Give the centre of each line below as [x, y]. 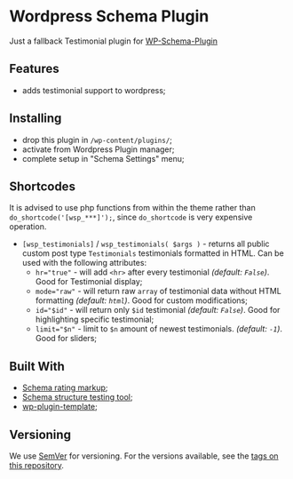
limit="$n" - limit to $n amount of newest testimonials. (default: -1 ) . [158, 329]
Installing [36, 119]
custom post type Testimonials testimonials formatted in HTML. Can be [153, 253]
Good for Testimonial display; [89, 282]
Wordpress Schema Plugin [109, 16]
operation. [28, 227]
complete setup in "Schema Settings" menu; [103, 158]
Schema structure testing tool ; [77, 397]
